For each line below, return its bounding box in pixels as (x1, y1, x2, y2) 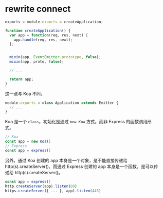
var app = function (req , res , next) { (9, 33, 89, 37)
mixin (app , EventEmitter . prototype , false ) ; (9, 55, 101, 60)
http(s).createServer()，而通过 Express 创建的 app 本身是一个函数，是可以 (5, 164, 154, 169)
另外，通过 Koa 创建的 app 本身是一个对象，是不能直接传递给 (5, 157, 127, 163)
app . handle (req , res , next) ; (14, 37, 73, 42)
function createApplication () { (5, 28, 71, 33)
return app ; (9, 77, 34, 82)
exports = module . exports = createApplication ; (5, 19, 104, 24)
